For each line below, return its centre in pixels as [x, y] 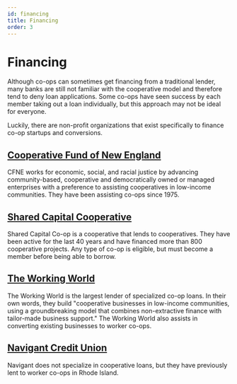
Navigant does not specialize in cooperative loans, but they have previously [117, 365]
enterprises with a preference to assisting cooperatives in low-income [109, 187]
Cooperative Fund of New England [84, 155]
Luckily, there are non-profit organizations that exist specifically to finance [116, 125]
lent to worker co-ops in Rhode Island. [63, 373]
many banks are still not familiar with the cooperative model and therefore [115, 89]
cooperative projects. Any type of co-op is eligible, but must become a [110, 249]
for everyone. [27, 112]
